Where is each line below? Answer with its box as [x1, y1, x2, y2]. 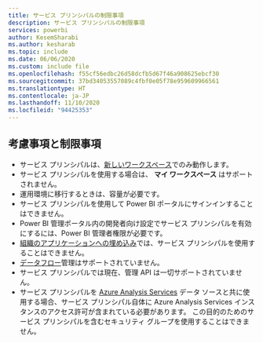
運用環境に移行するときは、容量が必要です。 [19, 189, 164, 199]
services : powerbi [8, 26, 68, 34]
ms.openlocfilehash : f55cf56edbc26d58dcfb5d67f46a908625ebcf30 [8, 70, 220, 78]
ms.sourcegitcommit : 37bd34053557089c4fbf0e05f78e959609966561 [8, 77, 220, 85]
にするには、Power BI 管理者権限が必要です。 [19, 228, 167, 238]
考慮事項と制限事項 [8, 137, 101, 151]
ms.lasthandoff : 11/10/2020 [8, 99, 100, 107]
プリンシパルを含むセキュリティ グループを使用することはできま [42, 316, 250, 326]
